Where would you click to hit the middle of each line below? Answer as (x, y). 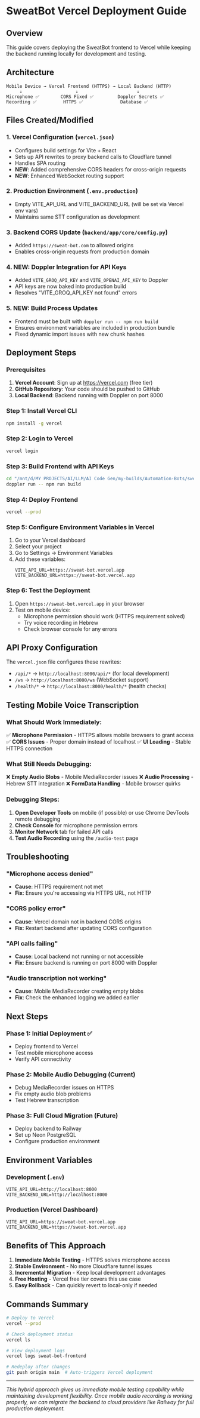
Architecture (30, 73)
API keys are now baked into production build (71, 286)
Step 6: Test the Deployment (48, 591)
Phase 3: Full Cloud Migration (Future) (62, 1116)
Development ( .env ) (35, 1177)
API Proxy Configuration (52, 647)
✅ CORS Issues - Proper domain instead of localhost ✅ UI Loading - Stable (99, 742)
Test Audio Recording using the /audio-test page (76, 838)
